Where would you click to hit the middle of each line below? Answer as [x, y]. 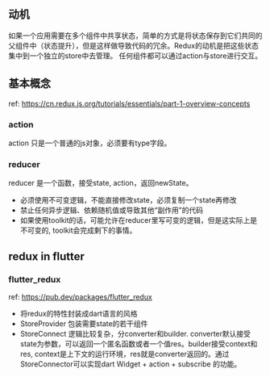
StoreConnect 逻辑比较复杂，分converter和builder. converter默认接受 [135, 333]
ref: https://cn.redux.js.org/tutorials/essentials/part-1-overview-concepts [129, 103]
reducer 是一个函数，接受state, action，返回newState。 [101, 183]
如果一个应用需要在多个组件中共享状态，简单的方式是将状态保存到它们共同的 [135, 36]
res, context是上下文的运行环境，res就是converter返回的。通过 [125, 354]
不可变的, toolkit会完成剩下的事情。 [78, 230]
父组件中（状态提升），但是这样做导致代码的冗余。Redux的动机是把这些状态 [134, 45]
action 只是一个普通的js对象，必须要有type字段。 [90, 143]
